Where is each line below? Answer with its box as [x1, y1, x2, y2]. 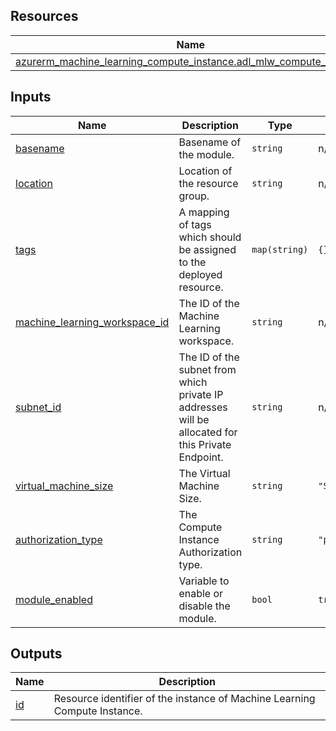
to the [178, 255, 207, 269]
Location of [178, 164, 233, 178]
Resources [10, 8, 79, 25]
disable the [178, 599, 231, 613]
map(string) [251, 244, 309, 255]
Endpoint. [178, 450, 224, 464]
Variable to [178, 574, 230, 588]
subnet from [178, 362, 237, 376]
